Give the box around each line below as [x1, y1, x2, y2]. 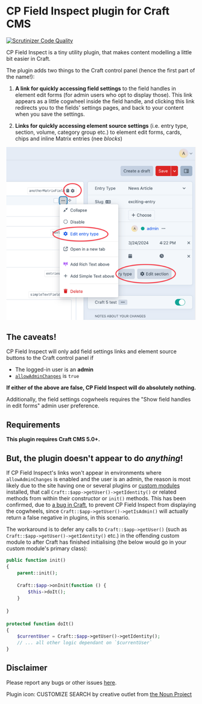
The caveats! [6, 332, 57, 342]
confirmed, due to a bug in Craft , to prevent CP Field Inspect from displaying [6, 501, 197, 508]
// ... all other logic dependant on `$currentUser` [17, 640, 153, 646]
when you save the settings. [14, 110, 86, 118]
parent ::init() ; [17, 570, 58, 576]
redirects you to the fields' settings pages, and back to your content [14, 104, 184, 111]
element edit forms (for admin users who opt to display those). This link [14, 91, 193, 98]
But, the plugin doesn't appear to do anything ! [6, 453, 183, 464]
